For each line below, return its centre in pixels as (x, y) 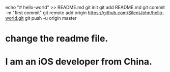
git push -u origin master (51, 18)
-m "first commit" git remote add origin (46, 13)
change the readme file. (57, 39)
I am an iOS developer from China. (79, 62)
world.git (15, 18)
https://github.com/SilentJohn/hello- (126, 13)
